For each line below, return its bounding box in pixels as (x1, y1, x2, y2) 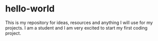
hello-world (5, 3, 55, 14)
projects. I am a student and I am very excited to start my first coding (5, 24, 148, 30)
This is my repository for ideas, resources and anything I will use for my (5, 19, 153, 25)
